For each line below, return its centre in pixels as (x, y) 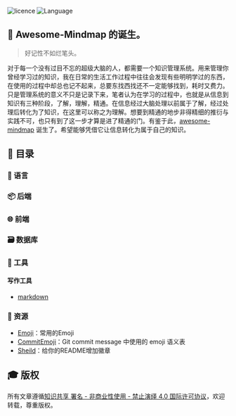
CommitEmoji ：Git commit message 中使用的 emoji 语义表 (101, 342)
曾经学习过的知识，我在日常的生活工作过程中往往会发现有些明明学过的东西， (118, 77)
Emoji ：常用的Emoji (46, 333)
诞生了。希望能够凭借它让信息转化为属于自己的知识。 (113, 130)
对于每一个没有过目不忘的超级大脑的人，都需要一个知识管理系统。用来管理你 (118, 68)
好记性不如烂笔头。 (52, 53)
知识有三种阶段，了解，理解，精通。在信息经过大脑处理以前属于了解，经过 (115, 103)
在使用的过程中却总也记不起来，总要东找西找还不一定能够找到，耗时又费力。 (118, 85)
